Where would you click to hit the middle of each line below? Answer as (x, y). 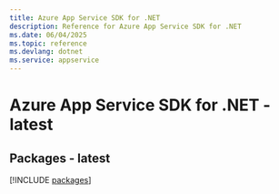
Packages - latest (60, 158)
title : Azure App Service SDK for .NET (85, 18)
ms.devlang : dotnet (46, 52)
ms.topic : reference (49, 43)
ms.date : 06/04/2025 (49, 35)
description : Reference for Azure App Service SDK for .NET (126, 26)
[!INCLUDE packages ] (50, 180)
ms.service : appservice (55, 60)
